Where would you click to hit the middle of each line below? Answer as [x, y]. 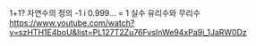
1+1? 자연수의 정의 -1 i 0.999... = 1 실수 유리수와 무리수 [105, 13]
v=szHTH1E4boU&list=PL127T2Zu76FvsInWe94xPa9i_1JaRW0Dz [128, 32]
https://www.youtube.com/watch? [72, 23]
